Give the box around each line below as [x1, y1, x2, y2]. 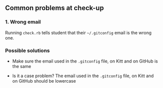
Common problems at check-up [5, 4, 104, 12]
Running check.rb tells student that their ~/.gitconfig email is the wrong [5, 29, 152, 36]
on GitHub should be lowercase [12, 78, 76, 84]
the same [12, 63, 31, 69]
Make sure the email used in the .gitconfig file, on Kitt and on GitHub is [12, 58, 158, 64]
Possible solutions [5, 47, 50, 54]
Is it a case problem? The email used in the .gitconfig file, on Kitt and [12, 73, 154, 79]
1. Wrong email [5, 19, 41, 25]
